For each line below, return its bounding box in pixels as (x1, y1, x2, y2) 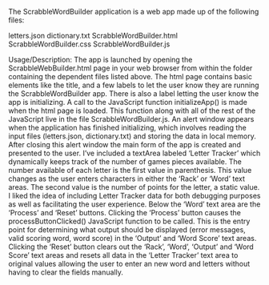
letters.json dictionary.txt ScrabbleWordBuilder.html (8, 31, 179, 40)
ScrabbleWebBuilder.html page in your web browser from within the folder (8, 63, 253, 73)
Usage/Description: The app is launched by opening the (8, 55, 193, 64)
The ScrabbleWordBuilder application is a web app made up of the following (8, 7, 259, 16)
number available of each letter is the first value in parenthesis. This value (8, 166, 252, 175)
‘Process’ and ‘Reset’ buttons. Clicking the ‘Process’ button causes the (8, 208, 242, 217)
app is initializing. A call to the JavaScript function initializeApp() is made (8, 98, 248, 106)
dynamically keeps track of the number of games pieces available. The (8, 157, 242, 167)
